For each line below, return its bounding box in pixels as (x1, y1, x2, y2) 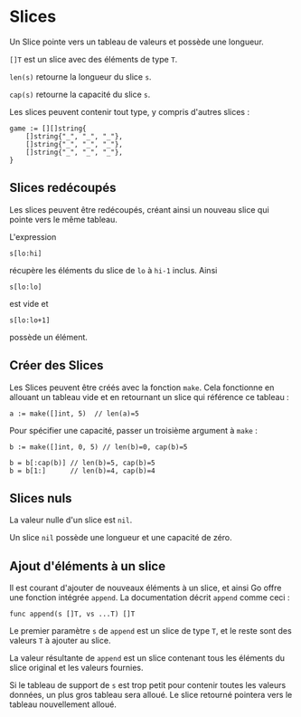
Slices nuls (9, 491, 72, 506)
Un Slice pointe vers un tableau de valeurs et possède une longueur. (9, 36, 264, 47)
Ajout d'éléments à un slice (9, 559, 165, 574)
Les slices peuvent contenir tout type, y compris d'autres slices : (9, 106, 250, 117)
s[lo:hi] (9, 249, 42, 258)
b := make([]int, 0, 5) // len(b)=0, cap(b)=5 (9, 442, 188, 452)
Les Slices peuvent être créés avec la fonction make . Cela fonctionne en (9, 382, 275, 393)
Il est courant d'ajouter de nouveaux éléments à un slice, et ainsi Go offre (9, 582, 282, 594)
